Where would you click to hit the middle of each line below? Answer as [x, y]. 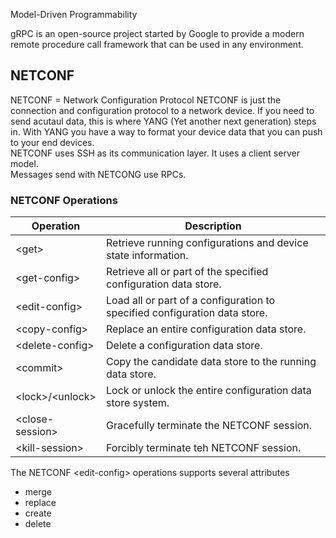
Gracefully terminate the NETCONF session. [209, 426]
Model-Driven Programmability [74, 14]
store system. [138, 403]
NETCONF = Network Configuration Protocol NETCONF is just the [146, 100]
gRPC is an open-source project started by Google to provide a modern [157, 33]
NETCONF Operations [64, 200]
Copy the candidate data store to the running [211, 362]
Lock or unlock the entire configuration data [209, 391]
